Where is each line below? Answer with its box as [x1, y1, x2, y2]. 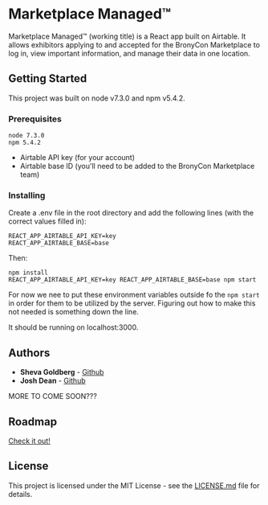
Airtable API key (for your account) [19, 153, 135, 162]
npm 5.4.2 [8, 138, 42, 147]
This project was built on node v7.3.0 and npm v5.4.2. [8, 93, 186, 103]
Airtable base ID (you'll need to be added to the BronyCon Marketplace [19, 162, 255, 171]
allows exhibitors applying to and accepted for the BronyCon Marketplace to [8, 39, 261, 49]
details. [8, 489, 33, 499]
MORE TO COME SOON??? [8, 392, 98, 401]
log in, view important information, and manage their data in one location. [8, 48, 250, 58]
